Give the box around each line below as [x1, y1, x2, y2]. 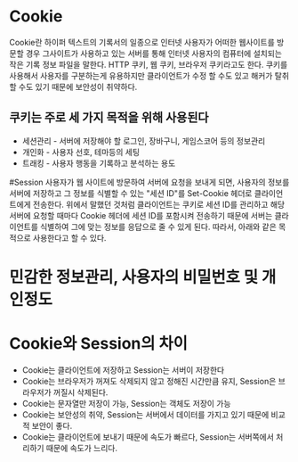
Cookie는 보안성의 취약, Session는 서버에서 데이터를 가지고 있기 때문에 [21, 408, 270, 420]
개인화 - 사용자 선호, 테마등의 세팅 [21, 146, 141, 157]
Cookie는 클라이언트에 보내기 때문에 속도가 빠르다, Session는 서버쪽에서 [21, 431, 274, 442]
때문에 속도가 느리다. [45, 442, 118, 453]
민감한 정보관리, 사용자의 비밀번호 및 [9, 267, 259, 287]
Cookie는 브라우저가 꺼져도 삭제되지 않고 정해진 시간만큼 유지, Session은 [21, 375, 277, 386]
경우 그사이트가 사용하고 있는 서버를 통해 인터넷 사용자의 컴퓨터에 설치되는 [25, 47, 283, 59]
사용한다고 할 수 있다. [32, 232, 107, 243]
